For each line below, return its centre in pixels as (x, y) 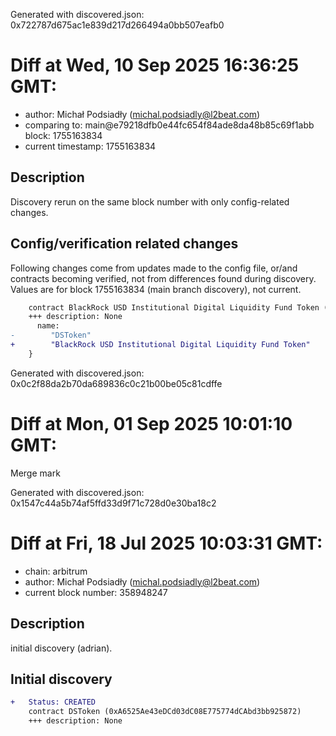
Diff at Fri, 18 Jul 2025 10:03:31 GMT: (166, 543)
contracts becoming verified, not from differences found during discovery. (163, 278)
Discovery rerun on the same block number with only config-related (150, 201)
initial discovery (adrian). (61, 648)
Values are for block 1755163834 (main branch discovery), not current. (156, 289)
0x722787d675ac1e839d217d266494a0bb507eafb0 (117, 25)
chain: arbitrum (56, 571)
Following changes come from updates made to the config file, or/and (154, 268)
